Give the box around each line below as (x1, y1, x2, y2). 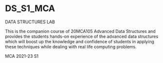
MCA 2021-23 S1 (5, 53, 39, 59)
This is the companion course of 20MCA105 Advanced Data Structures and (5, 28, 156, 34)
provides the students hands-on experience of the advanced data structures (5, 33, 159, 39)
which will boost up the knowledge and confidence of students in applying (5, 38, 154, 44)
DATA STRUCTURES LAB (5, 19, 55, 25)
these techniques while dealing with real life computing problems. (5, 44, 137, 49)
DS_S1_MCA (5, 3, 55, 14)
